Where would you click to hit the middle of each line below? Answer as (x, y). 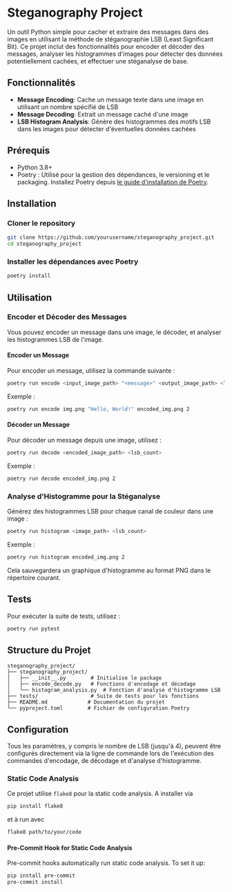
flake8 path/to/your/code (44, 832)
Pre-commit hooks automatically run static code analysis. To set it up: (106, 863)
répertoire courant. (34, 577)
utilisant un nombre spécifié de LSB (68, 107)
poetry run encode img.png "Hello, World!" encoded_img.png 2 (98, 409)
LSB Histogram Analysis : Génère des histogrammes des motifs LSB (114, 122)
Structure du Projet (49, 650)
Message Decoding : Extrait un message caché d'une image (103, 114)
